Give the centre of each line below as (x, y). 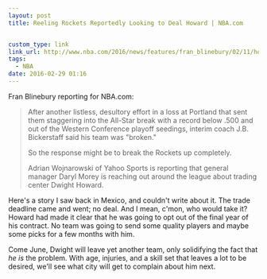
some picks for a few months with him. (72, 234)
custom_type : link (39, 45)
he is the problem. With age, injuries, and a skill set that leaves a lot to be (128, 258)
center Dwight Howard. (66, 184)
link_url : (25, 52)
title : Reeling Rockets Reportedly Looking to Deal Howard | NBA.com (126, 23)
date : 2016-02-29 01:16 (48, 74)
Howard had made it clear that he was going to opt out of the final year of (128, 217)
